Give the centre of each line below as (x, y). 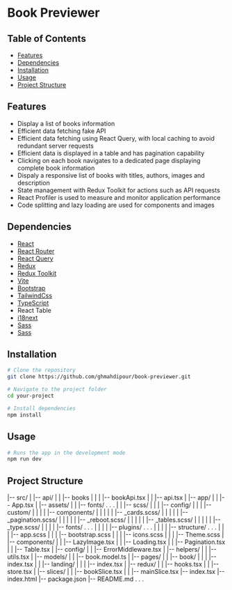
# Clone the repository (42, 371)
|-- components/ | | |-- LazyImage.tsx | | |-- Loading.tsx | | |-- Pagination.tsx (116, 542)
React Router (36, 251)
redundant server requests (55, 146)
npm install (24, 415)
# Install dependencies (42, 408)
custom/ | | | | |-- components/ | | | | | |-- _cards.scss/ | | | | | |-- (98, 513)
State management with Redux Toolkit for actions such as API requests (118, 190)
